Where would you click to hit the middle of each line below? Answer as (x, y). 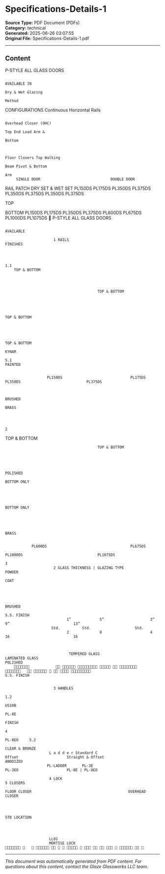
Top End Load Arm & (25, 132)
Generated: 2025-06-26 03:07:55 (40, 33)
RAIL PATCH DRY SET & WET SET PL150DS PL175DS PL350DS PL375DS (78, 188)
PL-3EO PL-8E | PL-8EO (51, 770)
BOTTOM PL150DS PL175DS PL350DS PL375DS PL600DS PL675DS (73, 212)
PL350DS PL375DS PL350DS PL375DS (45, 193)
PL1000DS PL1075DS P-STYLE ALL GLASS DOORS (58, 218)
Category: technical (26, 28)
